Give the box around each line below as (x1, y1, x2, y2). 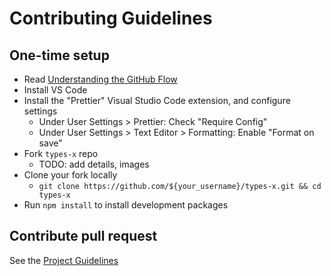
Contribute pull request (9, 228, 158, 245)
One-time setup (9, 47, 110, 64)
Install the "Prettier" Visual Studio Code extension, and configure (23, 95, 291, 106)
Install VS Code (23, 84, 88, 96)
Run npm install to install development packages (23, 199, 229, 211)
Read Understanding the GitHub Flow (23, 73, 178, 85)
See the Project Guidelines (9, 254, 119, 266)
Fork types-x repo (23, 148, 99, 159)
